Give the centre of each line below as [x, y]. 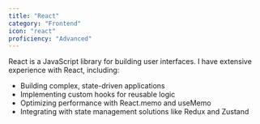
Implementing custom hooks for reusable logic [98, 95]
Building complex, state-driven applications [92, 86]
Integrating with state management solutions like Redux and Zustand [134, 112]
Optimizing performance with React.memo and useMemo [116, 103]
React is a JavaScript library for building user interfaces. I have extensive [130, 62]
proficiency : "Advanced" [50, 38]
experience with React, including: [64, 71]
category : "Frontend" [45, 24]
